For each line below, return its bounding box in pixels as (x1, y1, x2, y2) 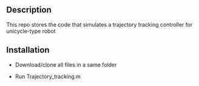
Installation (6, 45, 50, 55)
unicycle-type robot (6, 27, 56, 35)
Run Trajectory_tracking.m (15, 73, 81, 80)
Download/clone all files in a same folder (15, 61, 117, 68)
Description (6, 5, 52, 15)
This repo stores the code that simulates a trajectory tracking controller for (6, 21, 193, 28)
